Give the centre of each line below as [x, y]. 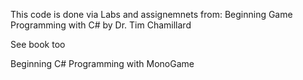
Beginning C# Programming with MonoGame [102, 63]
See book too [38, 44]
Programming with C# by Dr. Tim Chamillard [101, 25]
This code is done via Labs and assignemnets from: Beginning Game [151, 14]
